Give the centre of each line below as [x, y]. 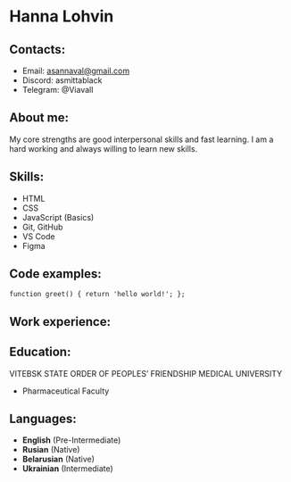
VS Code [38, 236]
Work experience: [60, 322]
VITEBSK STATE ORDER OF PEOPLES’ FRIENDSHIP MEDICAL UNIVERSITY [146, 373]
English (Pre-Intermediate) [71, 440]
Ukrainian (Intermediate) [67, 469]
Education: [40, 352]
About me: [39, 118]
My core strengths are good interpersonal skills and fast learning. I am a [141, 139]
